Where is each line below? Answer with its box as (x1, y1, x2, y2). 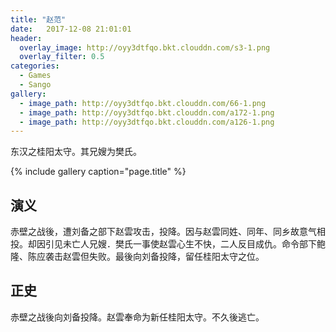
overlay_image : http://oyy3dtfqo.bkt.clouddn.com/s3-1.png (19, 42, 271, 53)
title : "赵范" (10, 14, 67, 25)
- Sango (19, 80, 52, 90)
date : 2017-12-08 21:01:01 (10, 24, 132, 34)
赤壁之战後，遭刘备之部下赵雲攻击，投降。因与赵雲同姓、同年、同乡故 (10, 226, 300, 238)
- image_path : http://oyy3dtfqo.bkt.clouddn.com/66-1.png (19, 98, 267, 108)
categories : (10, 61, 60, 71)
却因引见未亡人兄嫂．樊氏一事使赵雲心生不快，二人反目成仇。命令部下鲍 (27, 238, 326, 250)
